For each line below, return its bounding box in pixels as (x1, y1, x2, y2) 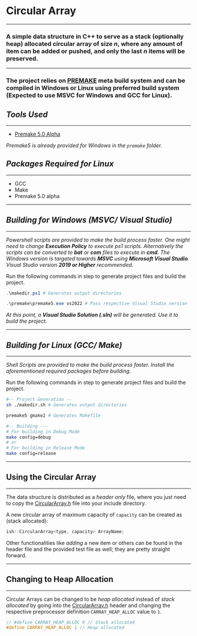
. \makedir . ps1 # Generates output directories (6, 290, 122, 296)
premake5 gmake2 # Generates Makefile (6, 413, 101, 419)
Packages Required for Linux (6, 159, 114, 169)
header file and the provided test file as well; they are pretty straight (6, 545, 170, 553)
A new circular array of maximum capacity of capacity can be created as (6, 511, 182, 518)
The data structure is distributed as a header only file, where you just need (6, 493, 186, 500)
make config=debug (6, 434, 51, 440)
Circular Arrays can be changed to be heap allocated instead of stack (6, 595, 175, 602)
